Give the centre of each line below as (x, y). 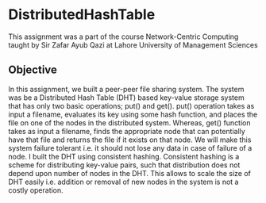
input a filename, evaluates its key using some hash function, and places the (133, 114)
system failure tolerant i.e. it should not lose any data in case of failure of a (130, 147)
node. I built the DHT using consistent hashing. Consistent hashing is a (124, 156)
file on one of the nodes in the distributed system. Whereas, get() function (130, 123)
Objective (33, 70)
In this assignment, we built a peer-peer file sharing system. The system (126, 89)
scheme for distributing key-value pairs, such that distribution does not (124, 165)
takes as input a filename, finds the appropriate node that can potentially (127, 131)
